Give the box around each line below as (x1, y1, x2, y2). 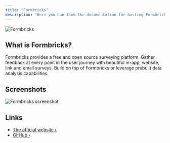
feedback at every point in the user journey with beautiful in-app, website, (5, 59, 160, 66)
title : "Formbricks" (5, 7, 49, 13)
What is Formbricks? (5, 41, 72, 49)
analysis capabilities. (5, 70, 49, 77)
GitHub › (12, 132, 30, 138)
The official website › (12, 126, 57, 132)
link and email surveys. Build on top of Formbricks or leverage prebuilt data (5, 65, 162, 71)
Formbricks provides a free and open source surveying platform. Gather (5, 54, 155, 60)
